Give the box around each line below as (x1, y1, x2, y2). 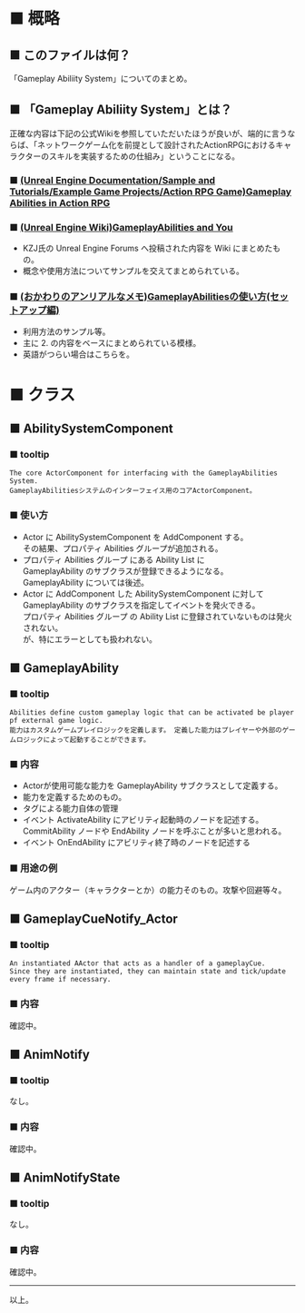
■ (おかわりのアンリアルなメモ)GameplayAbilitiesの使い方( (9, 290, 271, 302)
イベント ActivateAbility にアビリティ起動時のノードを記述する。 (22, 814, 264, 825)
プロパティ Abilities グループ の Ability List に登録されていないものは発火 (22, 610, 292, 622)
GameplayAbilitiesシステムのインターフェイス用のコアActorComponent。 (9, 487, 257, 496)
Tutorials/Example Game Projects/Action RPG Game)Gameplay (9, 185, 292, 198)
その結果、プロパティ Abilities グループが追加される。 (22, 542, 223, 554)
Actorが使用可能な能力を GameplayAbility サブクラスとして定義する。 (22, 780, 283, 791)
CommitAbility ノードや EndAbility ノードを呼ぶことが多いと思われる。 (22, 825, 287, 836)
